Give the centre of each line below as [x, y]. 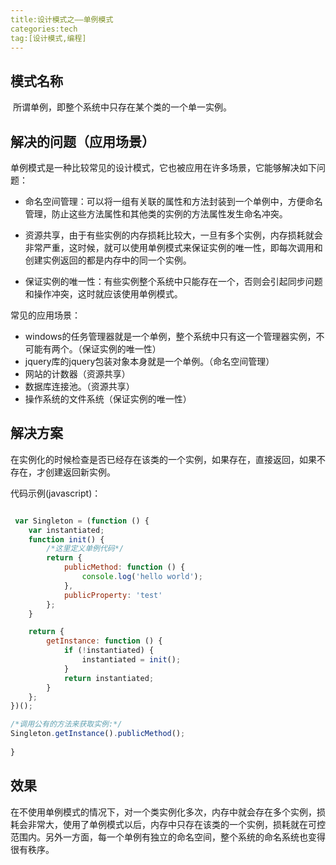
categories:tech [44, 29]
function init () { [66, 539]
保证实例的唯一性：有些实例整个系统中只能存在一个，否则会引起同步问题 [173, 281]
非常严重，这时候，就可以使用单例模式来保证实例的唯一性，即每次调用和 [173, 247]
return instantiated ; [109, 678]
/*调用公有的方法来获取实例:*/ [66, 724]
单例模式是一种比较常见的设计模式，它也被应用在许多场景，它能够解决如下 [163, 167]
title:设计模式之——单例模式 [62, 19]
